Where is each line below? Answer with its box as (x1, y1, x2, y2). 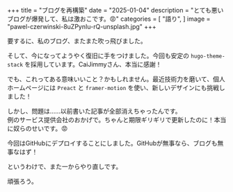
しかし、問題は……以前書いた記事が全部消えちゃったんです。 (7, 107, 182, 115)
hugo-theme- (191, 53, 225, 60)
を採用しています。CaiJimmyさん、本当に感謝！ (24, 60, 162, 68)
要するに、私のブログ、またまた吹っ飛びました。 (7, 37, 147, 45)
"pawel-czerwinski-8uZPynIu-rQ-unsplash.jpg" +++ (7, 23, 156, 30)
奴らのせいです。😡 (13, 124, 68, 132)
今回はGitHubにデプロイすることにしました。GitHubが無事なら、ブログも (7, 139, 218, 147)
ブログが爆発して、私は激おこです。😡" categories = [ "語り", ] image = (7, 15, 211, 23)
